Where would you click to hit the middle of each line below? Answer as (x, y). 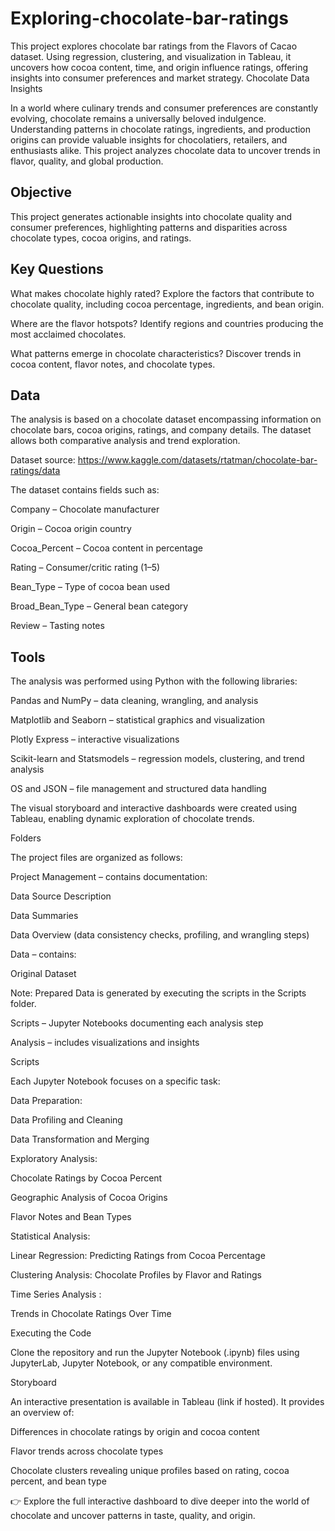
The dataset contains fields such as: (85, 490)
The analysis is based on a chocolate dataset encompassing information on (166, 419)
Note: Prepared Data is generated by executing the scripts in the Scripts (158, 993)
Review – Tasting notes (57, 626)
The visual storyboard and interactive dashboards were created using (154, 808)
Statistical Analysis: (50, 1236)
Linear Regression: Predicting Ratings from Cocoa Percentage (138, 1256)
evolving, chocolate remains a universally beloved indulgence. (138, 118)
